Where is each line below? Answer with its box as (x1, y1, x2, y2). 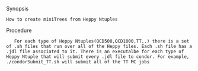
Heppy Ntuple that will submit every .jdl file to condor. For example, (6, 54, 190, 60)
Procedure (6, 27, 32, 34)
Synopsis (6, 5, 29, 12)
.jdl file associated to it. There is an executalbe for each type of (6, 49, 184, 54)
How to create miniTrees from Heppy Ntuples (6, 17, 118, 22)
